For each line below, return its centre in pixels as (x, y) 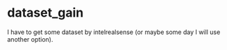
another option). (30, 39)
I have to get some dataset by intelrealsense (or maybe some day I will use (114, 32)
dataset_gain (45, 13)
